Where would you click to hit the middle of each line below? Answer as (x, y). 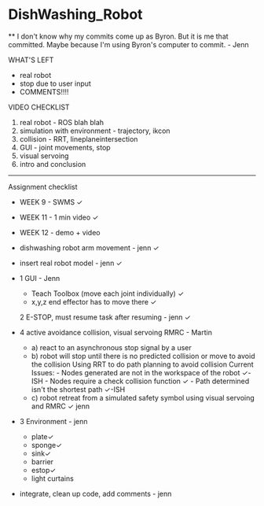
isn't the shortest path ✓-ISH (78, 389)
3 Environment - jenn (53, 421)
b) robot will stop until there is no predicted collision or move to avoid (143, 356)
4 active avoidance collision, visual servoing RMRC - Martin (115, 332)
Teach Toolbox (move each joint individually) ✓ (108, 294)
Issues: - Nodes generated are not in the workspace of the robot (136, 372)
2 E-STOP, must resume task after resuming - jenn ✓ (105, 317)
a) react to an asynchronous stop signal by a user (111, 347)
